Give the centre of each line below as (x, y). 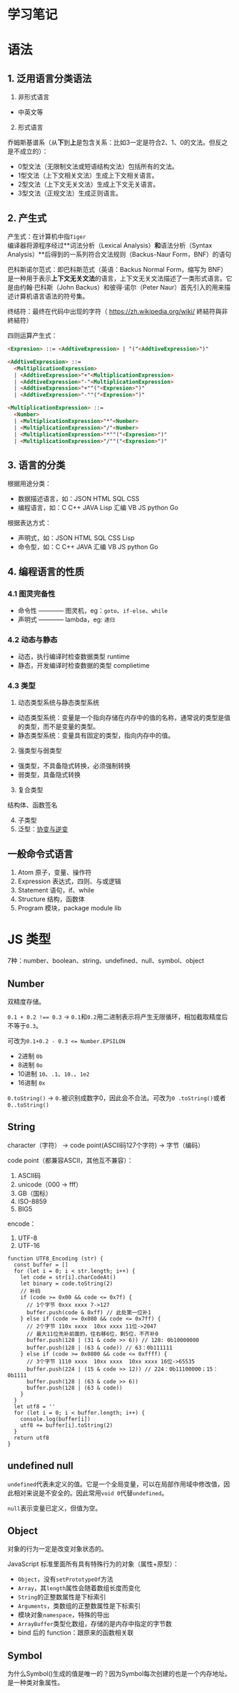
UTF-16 (29, 1245)
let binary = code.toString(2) (67, 1283)
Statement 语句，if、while (56, 890)
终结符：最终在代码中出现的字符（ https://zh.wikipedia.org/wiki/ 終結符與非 (118, 311)
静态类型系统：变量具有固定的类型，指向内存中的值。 (96, 736)
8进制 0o (30, 1065)
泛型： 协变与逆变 (43, 829)
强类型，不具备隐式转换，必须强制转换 (74, 766)
